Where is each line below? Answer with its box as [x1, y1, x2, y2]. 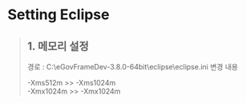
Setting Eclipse [7, 6, 110, 24]
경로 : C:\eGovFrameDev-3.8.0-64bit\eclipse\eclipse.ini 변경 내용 [26, 62, 238, 71]
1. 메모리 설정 [26, 39, 89, 53]
